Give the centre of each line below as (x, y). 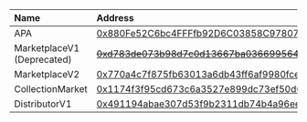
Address (115, 18)
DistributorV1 (43, 104)
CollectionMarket (51, 89)
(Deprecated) (43, 60)
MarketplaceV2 (47, 74)
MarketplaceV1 (47, 48)
